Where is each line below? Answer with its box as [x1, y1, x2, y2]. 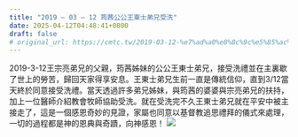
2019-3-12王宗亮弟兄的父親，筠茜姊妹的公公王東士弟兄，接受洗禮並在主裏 [9, 63, 280, 73]
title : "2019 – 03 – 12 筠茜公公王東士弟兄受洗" [9, 12, 177, 22]
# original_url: [9, 37, 69, 47]
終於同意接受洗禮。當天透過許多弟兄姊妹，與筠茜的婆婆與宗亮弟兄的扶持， [16, 85, 289, 95]
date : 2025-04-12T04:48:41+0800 [9, 21, 129, 30]
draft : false [9, 29, 58, 38]
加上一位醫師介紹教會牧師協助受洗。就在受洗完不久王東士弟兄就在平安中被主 [9, 96, 289, 107]
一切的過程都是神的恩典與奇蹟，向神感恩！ [9, 118, 165, 129]
